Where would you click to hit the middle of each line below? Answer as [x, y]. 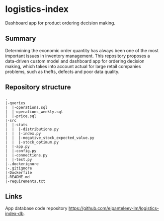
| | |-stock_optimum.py [32, 142]
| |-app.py [17, 147]
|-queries [15, 103]
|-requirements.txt [25, 181]
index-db [14, 214]
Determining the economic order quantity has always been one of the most [82, 50]
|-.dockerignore [22, 164]
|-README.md [17, 177]
